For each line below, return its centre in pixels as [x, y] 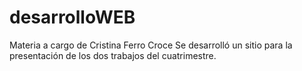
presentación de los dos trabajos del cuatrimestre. [113, 55]
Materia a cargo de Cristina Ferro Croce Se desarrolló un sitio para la [151, 45]
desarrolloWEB [72, 17]
